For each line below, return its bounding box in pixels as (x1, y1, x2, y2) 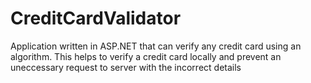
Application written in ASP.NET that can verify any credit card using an (10, 40, 302, 52)
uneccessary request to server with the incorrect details (10, 61, 242, 73)
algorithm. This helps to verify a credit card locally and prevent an (10, 50, 282, 62)
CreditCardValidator (10, 7, 182, 30)
